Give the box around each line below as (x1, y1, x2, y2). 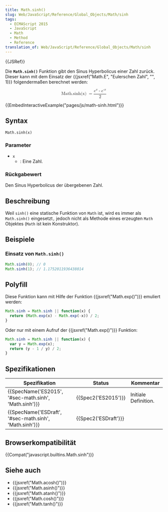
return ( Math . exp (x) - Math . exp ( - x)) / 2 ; (9, 313, 99, 319)
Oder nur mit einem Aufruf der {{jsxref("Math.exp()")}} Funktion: (5, 327, 138, 333)
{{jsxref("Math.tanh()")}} (12, 500, 63, 507)
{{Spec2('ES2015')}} (76, 395, 126, 402)
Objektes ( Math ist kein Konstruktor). (5, 220, 79, 226)
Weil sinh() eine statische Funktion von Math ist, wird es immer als (5, 210, 141, 216)
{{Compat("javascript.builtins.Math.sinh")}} (5, 451, 94, 457)
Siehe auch (5, 466, 41, 475)
